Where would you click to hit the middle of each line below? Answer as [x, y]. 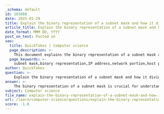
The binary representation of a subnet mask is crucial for [76, 86]
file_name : [16, 95]
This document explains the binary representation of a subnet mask [85, 55]
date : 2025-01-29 [23, 18]
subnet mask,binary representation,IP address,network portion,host [85, 64]
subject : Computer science [32, 91]
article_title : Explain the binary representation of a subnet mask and [81, 28]
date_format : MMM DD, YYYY [32, 32]
